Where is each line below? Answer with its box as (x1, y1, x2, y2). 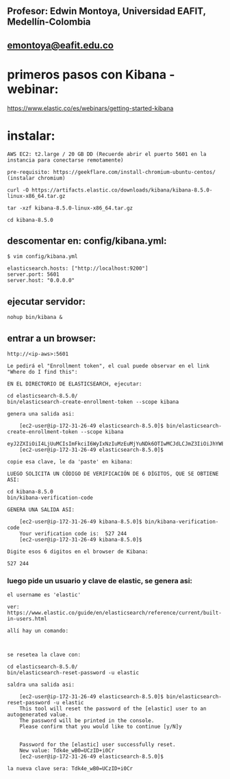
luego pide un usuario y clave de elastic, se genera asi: (7, 576, 193, 586)
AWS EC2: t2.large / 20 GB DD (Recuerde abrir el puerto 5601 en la (7, 151, 207, 157)
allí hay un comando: (7, 628, 69, 635)
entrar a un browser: (7, 332, 97, 344)
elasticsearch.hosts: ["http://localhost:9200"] (7, 265, 149, 272)
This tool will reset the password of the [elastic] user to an (19, 705, 207, 713)
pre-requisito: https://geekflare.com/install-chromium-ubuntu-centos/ (7, 168, 216, 175)
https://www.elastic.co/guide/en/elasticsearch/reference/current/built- (7, 609, 222, 617)
